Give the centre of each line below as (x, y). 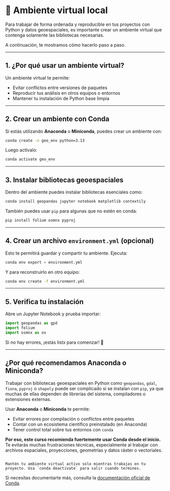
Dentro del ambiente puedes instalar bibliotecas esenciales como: (74, 192)
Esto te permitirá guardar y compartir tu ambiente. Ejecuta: (66, 253)
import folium (20, 328)
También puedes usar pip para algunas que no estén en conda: (71, 211)
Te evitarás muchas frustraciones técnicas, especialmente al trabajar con (81, 444)
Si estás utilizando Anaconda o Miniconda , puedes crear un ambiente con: (84, 131)
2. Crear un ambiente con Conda (57, 119)
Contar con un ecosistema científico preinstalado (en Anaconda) (80, 424)
